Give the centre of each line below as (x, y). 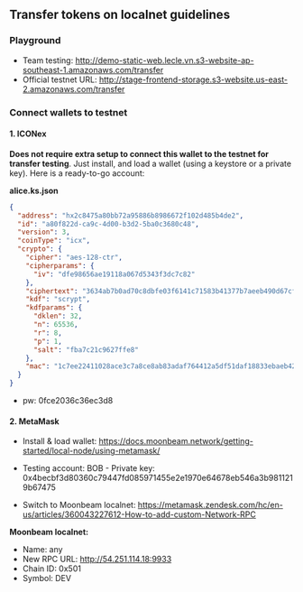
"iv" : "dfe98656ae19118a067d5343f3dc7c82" (114, 274)
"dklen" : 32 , (58, 316)
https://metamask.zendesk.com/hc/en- (211, 505)
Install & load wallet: (60, 441)
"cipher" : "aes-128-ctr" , (74, 258)
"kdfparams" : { (54, 308)
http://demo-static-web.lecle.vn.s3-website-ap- (165, 60)
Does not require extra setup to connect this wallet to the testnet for (139, 153)
